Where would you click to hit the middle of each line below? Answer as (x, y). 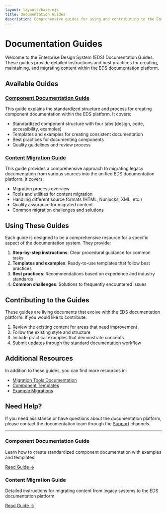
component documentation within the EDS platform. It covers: (68, 114)
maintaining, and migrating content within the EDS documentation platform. (82, 68)
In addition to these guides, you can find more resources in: (66, 370)
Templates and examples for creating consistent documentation (78, 134)
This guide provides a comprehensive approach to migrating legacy (74, 169)
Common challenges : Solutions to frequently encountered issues (79, 284)
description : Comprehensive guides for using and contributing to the (80, 19)
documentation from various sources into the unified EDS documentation (80, 174)
